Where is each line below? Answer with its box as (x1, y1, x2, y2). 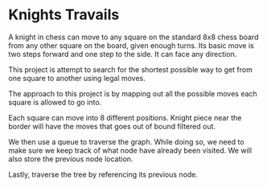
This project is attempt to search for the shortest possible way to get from (8, 64, 253, 74)
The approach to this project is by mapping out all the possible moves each (8, 88, 257, 98)
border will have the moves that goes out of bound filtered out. (8, 121, 216, 131)
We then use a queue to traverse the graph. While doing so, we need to (8, 136, 244, 146)
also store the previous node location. (8, 154, 133, 164)
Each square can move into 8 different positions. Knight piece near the (8, 112, 242, 122)
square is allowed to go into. (8, 97, 102, 107)
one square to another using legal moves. (8, 73, 146, 83)
